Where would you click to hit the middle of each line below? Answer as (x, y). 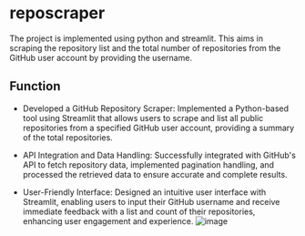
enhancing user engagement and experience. (108, 221)
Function (35, 86)
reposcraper (57, 13)
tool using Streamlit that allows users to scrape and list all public (143, 118)
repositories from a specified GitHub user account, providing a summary (158, 128)
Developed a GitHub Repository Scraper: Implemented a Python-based (156, 108)
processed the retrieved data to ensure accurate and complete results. (155, 174)
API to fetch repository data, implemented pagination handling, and (148, 164)
